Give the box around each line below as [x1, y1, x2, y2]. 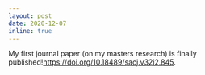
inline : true [8, 27, 52, 35]
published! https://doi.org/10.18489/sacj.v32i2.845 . [8, 57, 176, 67]
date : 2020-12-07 [8, 19, 67, 27]
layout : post [8, 11, 52, 20]
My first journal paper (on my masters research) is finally [8, 49, 198, 59]
